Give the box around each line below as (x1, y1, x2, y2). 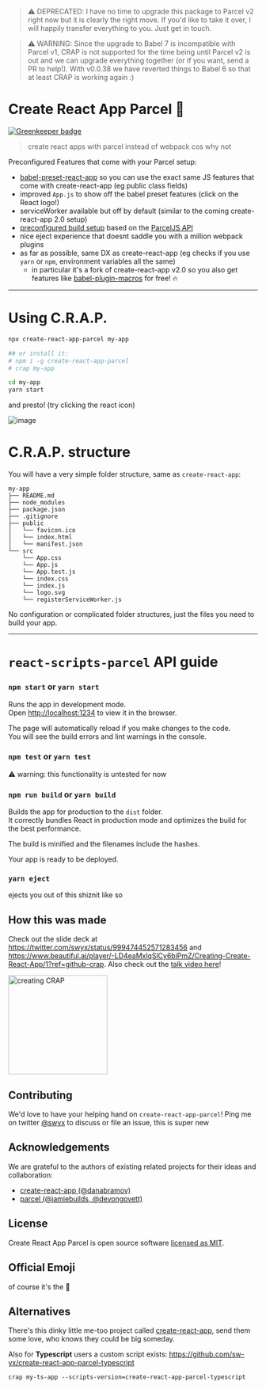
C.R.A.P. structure (8, 443, 131, 462)
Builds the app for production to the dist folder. (8, 807, 163, 816)
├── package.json (8, 506, 66, 514)
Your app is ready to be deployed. (8, 854, 119, 864)
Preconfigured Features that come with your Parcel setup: (8, 157, 197, 166)
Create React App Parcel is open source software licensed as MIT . (8, 1238, 224, 1247)
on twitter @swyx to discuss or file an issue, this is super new (8, 1118, 210, 1128)
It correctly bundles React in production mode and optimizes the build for (8, 816, 247, 825)
